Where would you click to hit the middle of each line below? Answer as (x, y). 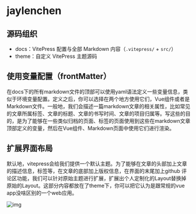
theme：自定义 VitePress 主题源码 (56, 56)
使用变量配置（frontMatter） (59, 76)
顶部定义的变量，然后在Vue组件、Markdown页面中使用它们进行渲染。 (90, 128)
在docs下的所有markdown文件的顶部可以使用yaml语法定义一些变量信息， (95, 91)
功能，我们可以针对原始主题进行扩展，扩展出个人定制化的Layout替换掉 (101, 178)
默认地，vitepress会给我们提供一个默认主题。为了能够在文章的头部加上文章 (97, 163)
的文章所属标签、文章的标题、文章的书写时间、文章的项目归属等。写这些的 (96, 113)
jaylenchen (34, 11)
